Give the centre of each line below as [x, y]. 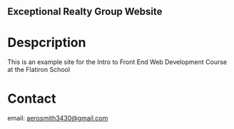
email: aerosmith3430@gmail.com [58, 118]
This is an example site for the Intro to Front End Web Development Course [117, 62]
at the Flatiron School [39, 70]
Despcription [47, 42]
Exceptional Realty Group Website [85, 12]
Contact [32, 98]
